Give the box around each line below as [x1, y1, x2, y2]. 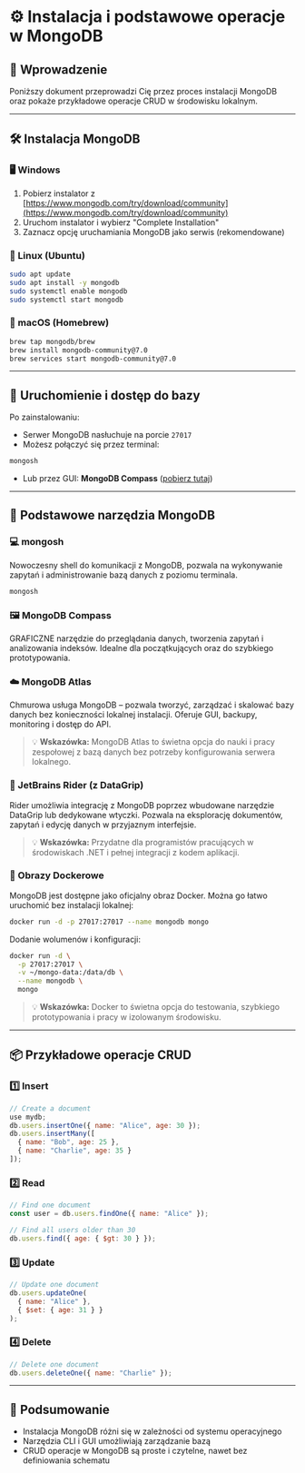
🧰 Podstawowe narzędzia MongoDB [9, 508, 216, 523]
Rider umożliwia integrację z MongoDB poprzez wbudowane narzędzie [9, 799, 275, 810]
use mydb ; [9, 1112, 47, 1122]
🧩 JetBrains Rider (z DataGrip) [9, 779, 144, 792]
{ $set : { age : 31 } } [17, 1305, 103, 1314]
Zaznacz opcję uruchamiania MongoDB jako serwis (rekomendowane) [22, 226, 285, 237]
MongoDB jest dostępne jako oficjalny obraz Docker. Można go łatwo [9, 890, 268, 901]
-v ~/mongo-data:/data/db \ [17, 968, 124, 977]
